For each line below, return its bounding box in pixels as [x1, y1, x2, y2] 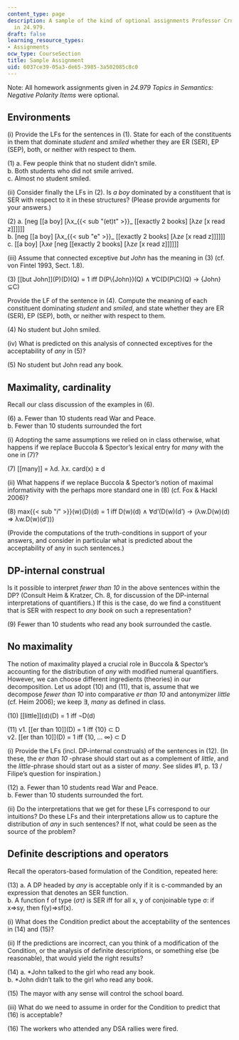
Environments [7, 111, 71, 123]
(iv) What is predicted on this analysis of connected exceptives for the [7, 340, 213, 348]
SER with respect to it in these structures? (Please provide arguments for [7, 195, 221, 204]
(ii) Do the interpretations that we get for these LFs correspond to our [7, 804, 211, 813]
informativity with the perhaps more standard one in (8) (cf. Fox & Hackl [7, 486, 218, 494]
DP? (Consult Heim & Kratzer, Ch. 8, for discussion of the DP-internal [7, 591, 209, 600]
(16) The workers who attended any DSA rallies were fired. [7, 1024, 179, 1033]
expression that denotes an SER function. [7, 888, 129, 897]
